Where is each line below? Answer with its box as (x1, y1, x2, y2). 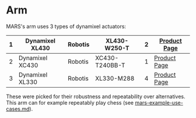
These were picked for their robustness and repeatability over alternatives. (6, 93, 185, 100)
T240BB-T (95, 61, 125, 69)
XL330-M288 (95, 74, 135, 82)
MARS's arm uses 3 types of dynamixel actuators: (6, 23, 127, 30)
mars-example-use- (135, 99, 184, 106)
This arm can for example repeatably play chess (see (6, 99, 134, 106)
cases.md (6, 105, 30, 112)
